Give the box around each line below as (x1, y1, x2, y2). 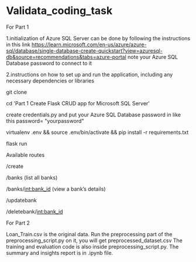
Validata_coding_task (6, 4, 113, 18)
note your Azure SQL (128, 53, 178, 60)
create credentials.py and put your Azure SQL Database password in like (6, 111, 181, 118)
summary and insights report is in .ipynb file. (6, 249, 114, 256)
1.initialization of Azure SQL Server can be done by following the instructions (6, 35, 191, 42)
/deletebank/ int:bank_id (6, 208, 63, 215)
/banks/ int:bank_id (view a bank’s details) (6, 185, 106, 192)
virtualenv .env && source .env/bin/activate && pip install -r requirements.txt (6, 129, 189, 136)
